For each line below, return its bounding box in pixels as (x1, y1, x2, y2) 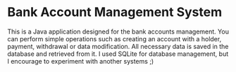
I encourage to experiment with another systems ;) (7, 57, 154, 65)
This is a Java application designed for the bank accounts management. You (7, 27, 229, 36)
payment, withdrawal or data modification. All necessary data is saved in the (7, 42, 229, 50)
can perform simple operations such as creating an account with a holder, (7, 34, 222, 43)
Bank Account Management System (7, 4, 223, 20)
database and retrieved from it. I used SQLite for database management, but (7, 50, 229, 58)
